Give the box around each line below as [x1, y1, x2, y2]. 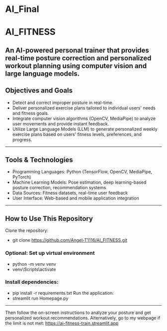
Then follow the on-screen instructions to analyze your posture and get [5, 310, 151, 316]
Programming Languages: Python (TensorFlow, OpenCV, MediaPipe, [12, 169, 153, 175]
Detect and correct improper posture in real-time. [12, 100, 114, 106]
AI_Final [5, 3, 39, 15]
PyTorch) [12, 174, 31, 180]
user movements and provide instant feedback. [12, 120, 109, 126]
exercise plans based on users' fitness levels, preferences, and [12, 131, 142, 137]
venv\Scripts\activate [12, 266, 56, 272]
